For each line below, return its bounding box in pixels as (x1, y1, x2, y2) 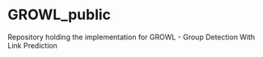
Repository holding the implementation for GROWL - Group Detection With (7, 32, 256, 42)
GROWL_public (7, 6, 111, 24)
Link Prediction (7, 40, 57, 50)
